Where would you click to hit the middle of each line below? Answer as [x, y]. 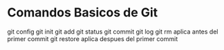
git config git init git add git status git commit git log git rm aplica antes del [113, 32]
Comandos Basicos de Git [83, 13]
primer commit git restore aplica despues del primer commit [93, 38]
